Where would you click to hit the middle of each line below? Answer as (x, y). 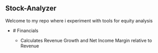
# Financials (25, 31)
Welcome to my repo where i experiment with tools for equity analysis (79, 20)
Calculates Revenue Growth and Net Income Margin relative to (86, 40)
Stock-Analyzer (31, 8)
